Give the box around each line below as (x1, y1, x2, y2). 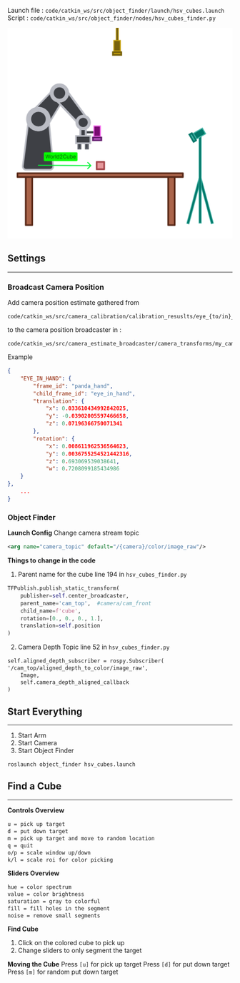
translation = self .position (20, 622, 101, 630)
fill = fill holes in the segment (7, 904, 111, 912)
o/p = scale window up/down (7, 849, 91, 856)
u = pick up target (7, 820, 66, 827)
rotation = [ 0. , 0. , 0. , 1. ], (20, 615, 104, 622)
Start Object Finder (17, 746, 74, 755)
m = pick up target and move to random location (7, 835, 155, 842)
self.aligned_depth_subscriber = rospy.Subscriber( (7, 657, 164, 665)
